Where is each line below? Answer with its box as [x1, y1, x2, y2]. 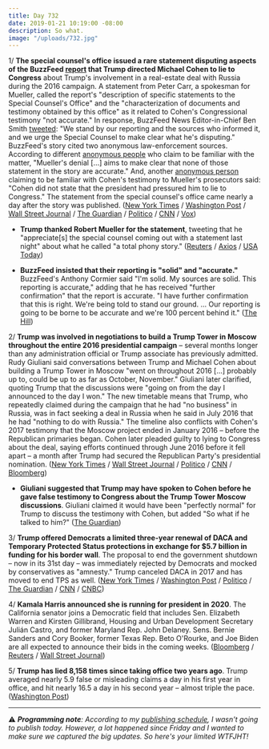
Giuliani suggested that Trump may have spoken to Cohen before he [19, 483, 251, 493]
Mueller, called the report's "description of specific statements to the [8, 90, 236, 100]
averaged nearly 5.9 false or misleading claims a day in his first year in [8, 675, 241, 684]
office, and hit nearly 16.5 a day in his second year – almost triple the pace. [8, 683, 255, 693]
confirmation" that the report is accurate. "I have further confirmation [19, 291, 249, 301]
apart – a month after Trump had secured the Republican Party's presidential [8, 451, 261, 461]
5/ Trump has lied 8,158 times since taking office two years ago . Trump [8, 666, 248, 676]
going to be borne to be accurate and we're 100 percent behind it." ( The [19, 308, 258, 318]
